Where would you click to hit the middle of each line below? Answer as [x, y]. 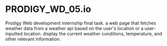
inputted [14, 33]
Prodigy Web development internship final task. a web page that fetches [81, 23]
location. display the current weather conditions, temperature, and [93, 33]
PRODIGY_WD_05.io [48, 9]
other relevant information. [33, 39]
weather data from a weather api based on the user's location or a [74, 28]
